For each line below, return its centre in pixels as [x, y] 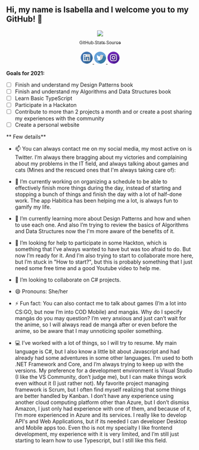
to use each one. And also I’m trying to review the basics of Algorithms [102, 225]
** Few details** [26, 136]
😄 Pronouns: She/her [41, 291]
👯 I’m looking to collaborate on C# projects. [68, 280]
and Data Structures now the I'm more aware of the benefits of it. [94, 231]
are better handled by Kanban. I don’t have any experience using [94, 396]
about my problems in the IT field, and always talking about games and [102, 163]
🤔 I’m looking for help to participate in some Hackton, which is [91, 243]
